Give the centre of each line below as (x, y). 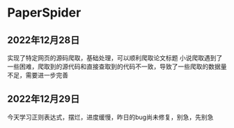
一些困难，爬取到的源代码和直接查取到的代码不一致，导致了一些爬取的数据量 (117, 66)
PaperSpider (44, 13)
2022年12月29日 (44, 99)
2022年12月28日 (44, 40)
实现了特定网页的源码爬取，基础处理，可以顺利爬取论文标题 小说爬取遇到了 (115, 58)
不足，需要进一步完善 (38, 75)
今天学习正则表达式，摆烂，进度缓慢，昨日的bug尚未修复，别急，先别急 (110, 117)
